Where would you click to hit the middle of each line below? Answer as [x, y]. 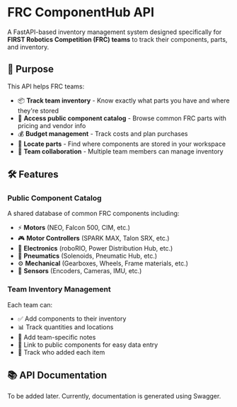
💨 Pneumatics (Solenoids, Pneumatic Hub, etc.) [87, 256]
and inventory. [28, 47]
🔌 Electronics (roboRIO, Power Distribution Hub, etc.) [95, 248]
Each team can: [30, 304]
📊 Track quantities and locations [65, 327]
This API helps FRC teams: [46, 86]
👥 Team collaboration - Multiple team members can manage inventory [121, 151]
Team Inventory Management [59, 290]
